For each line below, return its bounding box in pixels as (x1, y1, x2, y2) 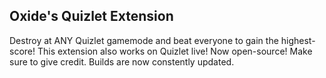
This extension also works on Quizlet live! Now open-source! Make (37, 45, 313, 57)
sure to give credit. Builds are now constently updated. (9, 55, 235, 68)
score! (9, 45, 36, 57)
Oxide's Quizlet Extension (9, 8, 174, 25)
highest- (280, 34, 316, 46)
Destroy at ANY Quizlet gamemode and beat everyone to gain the (9, 34, 279, 46)
